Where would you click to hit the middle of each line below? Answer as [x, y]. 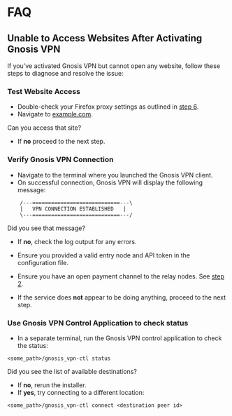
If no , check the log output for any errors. [77, 241]
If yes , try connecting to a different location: [81, 392]
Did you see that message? [46, 228]
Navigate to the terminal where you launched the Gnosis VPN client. [115, 175]
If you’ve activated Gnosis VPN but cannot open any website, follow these [114, 66]
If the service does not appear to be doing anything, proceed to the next [122, 297]
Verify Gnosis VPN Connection [60, 160]
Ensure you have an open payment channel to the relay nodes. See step [121, 276]
